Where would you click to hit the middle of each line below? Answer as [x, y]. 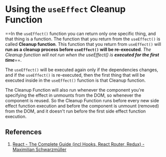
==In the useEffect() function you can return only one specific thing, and [81, 33]
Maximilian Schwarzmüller [39, 149]
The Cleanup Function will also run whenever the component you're [75, 90]
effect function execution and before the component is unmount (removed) [82, 106]
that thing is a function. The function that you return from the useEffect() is [83, 39]
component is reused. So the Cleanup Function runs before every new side [82, 100]
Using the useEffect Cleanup [66, 9]
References [23, 132]
